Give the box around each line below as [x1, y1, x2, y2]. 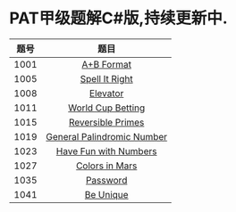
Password [85, 174, 128, 186]
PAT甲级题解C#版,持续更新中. [9, 8, 228, 29]
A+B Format [81, 58, 132, 70]
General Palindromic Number [46, 130, 168, 143]
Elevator [88, 86, 124, 99]
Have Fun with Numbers [55, 144, 157, 157]
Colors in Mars [75, 159, 138, 172]
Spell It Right [80, 72, 133, 85]
